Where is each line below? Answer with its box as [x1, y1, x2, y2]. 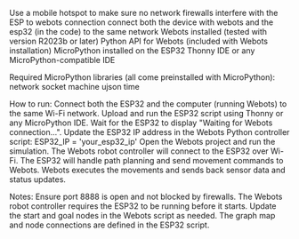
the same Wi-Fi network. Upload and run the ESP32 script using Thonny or [9, 108, 284, 118]
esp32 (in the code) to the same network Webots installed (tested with [9, 27, 268, 36]
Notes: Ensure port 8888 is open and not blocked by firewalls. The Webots [9, 191, 283, 202]
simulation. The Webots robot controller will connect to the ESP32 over [9, 146, 269, 156]
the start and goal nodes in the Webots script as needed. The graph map [9, 211, 276, 220]
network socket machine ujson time [9, 82, 140, 92]
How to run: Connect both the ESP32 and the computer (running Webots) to [9, 99, 287, 109]
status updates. [9, 174, 67, 185]
